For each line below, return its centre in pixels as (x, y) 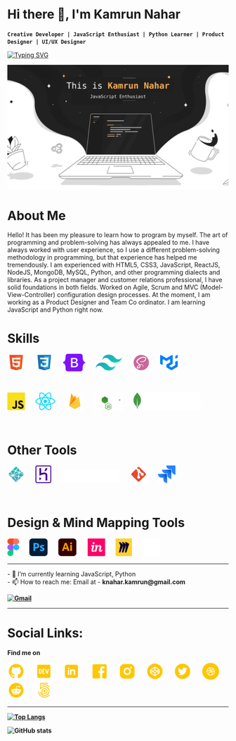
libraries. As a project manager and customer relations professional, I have (115, 280)
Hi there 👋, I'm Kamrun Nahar (94, 14)
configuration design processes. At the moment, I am (134, 295)
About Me (37, 216)
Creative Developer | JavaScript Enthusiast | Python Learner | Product (116, 34)
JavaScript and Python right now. (55, 310)
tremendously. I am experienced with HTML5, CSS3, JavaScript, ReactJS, (114, 265)
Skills (24, 338)
